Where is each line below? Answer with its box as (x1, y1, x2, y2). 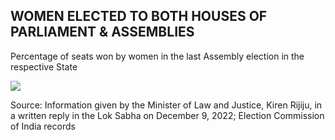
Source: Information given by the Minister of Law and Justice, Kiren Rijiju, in (10, 99, 323, 111)
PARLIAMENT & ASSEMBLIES (10, 24, 195, 41)
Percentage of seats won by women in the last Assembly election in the (10, 50, 305, 62)
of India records (10, 120, 76, 132)
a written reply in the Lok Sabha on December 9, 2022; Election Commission (10, 109, 325, 121)
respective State (10, 60, 78, 73)
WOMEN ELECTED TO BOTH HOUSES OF (10, 8, 268, 25)
